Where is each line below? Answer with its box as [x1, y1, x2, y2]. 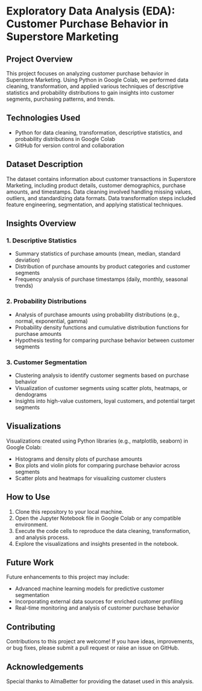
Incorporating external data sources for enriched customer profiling [14, 598, 183, 605]
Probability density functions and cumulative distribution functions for [14, 324, 189, 331]
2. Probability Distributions [6, 297, 87, 306]
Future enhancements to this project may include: [6, 573, 130, 581]
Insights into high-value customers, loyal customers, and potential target [14, 397, 195, 405]
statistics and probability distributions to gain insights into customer [6, 89, 175, 96]
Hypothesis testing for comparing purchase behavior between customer [14, 336, 195, 344]
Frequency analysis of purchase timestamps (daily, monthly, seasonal [14, 276, 188, 283]
